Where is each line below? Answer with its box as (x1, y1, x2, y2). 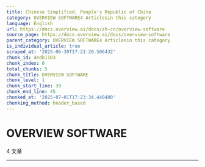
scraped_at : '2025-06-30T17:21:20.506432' (6, 49, 116, 55)
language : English (6, 20, 53, 26)
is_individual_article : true (6, 43, 81, 50)
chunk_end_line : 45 (6, 89, 56, 95)
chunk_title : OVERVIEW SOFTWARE (6, 72, 88, 78)
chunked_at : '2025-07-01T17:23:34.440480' (6, 94, 116, 100)
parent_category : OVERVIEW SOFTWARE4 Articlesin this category (6, 37, 171, 43)
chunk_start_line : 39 (6, 83, 62, 89)
